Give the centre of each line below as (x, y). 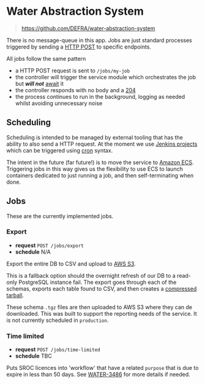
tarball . (15, 295)
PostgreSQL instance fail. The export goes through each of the (97, 282)
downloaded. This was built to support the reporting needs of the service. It (102, 313)
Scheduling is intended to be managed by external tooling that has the (95, 137)
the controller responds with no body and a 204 (75, 90)
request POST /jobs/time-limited (58, 350)
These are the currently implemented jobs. (60, 216)
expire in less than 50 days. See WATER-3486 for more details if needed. (99, 374)
